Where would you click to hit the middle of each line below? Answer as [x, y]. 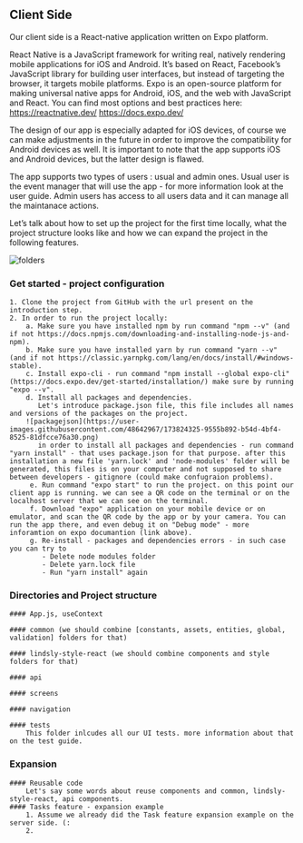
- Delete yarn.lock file [89, 565]
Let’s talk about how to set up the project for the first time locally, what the [148, 223]
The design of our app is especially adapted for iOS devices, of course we [148, 130]
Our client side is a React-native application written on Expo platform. [139, 36]
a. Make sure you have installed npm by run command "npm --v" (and [158, 326]
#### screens [34, 694]
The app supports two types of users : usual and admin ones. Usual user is [150, 176]
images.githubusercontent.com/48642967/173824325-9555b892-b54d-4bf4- [146, 430]
